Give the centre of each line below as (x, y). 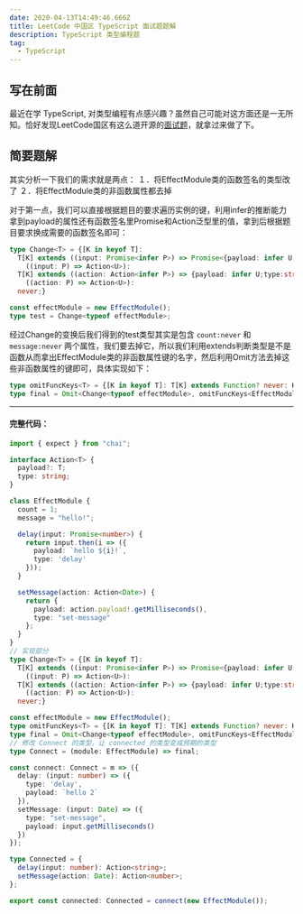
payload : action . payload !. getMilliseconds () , (120, 609)
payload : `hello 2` (62, 793)
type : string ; (44, 476)
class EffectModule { (50, 502)
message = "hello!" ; (56, 518)
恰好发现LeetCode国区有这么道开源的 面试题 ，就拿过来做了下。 (142, 125)
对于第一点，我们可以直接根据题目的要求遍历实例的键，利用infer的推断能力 (148, 209)
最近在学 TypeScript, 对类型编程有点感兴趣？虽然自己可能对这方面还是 (140, 113)
